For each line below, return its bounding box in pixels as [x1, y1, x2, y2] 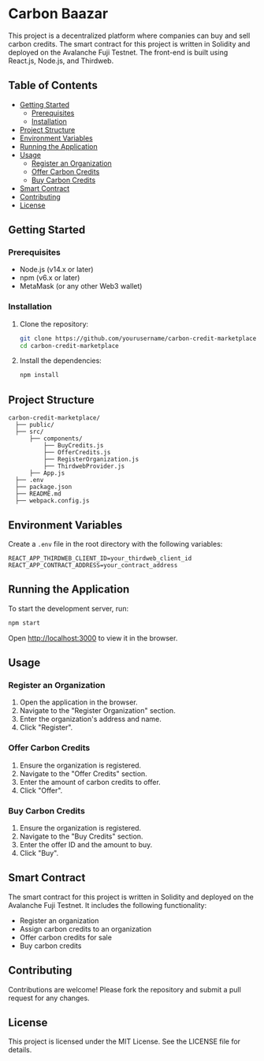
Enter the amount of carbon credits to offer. [19, 777, 162, 786]
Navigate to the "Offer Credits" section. [19, 768, 147, 778]
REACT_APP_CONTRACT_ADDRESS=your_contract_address [8, 561, 178, 569]
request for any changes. [8, 993, 90, 1003]
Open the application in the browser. [19, 697, 138, 707]
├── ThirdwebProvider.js [43, 462, 125, 470]
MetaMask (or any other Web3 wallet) [19, 282, 143, 291]
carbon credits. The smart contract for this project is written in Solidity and [8, 39, 251, 48]
